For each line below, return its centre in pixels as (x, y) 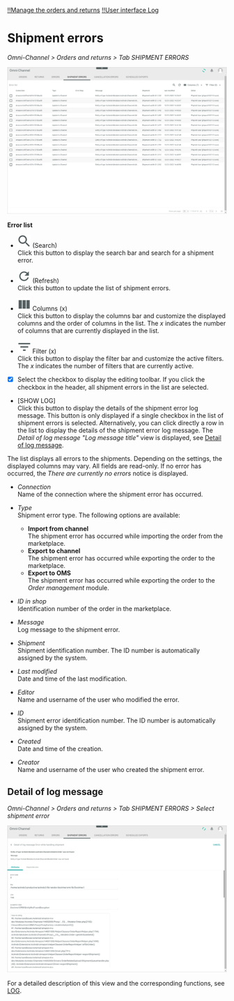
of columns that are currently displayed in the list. (88, 331)
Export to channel (54, 551)
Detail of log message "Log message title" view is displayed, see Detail (119, 438)
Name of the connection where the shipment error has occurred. (110, 494)
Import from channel (58, 529)
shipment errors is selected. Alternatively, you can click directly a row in (120, 423)
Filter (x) (45, 352)
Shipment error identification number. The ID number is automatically (116, 720)
